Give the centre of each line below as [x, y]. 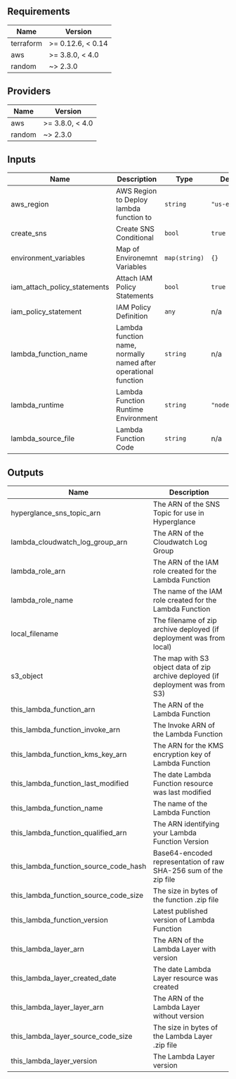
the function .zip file [186, 900]
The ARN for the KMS [189, 746]
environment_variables [48, 258]
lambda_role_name [42, 600]
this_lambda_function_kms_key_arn [69, 755]
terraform [27, 43]
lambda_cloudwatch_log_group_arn [69, 542]
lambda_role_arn [38, 572]
